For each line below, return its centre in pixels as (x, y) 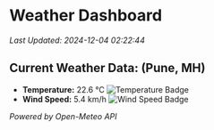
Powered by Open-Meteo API (64, 116)
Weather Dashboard (86, 16)
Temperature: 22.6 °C (63, 89)
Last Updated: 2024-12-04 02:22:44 (77, 40)
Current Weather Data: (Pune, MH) (107, 68)
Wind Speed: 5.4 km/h (64, 99)
